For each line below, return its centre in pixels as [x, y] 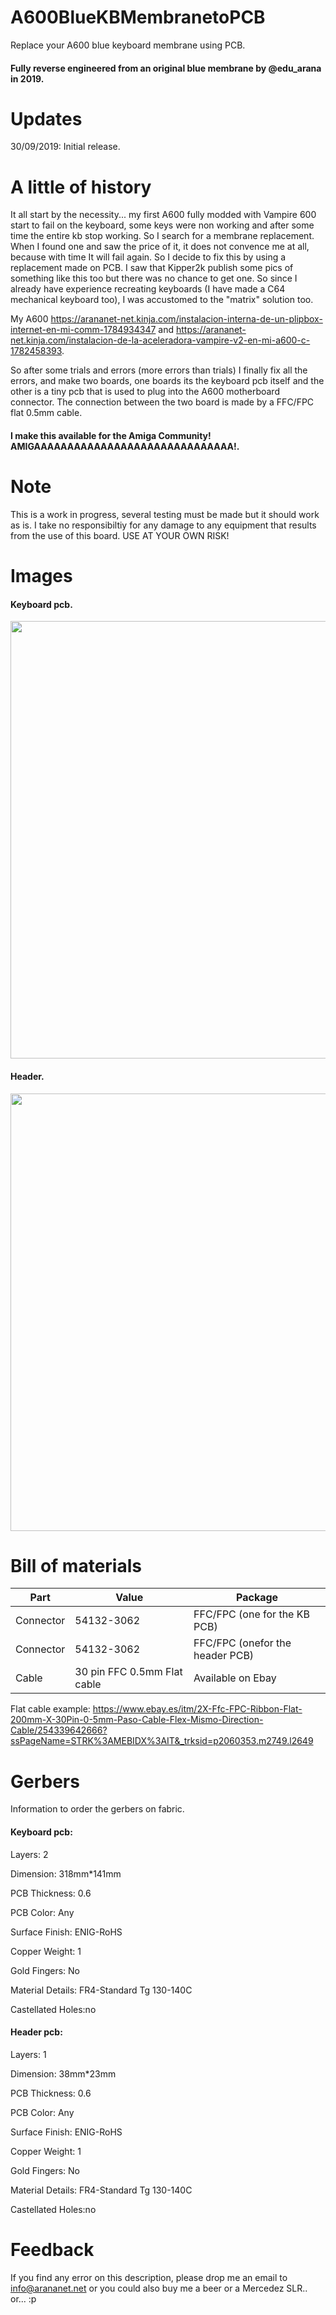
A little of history [81, 187]
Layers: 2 [29, 1854]
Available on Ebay [235, 1678]
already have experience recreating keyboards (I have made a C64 [148, 289]
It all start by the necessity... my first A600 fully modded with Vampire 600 [163, 215]
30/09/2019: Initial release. [65, 147]
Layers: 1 [28, 2054]
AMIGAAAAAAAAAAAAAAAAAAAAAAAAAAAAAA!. [125, 446]
